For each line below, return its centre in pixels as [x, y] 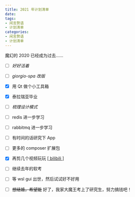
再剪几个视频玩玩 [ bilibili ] [38, 158]
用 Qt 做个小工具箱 [30, 86]
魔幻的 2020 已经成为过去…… [34, 55]
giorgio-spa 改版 [28, 76]
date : [10, 14]
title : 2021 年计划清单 [27, 9]
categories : [17, 32]
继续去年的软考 [27, 169]
